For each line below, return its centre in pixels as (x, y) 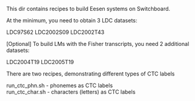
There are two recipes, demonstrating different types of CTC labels (90, 74)
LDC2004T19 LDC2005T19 (40, 62)
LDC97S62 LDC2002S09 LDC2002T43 (55, 32)
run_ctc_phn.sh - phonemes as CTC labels (60, 85)
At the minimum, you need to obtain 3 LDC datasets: (72, 20)
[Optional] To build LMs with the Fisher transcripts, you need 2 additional (98, 44)
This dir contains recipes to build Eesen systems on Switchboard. (88, 9)
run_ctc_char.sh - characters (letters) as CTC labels (71, 92)
